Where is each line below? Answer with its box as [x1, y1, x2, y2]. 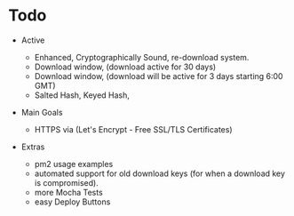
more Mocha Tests [34, 187, 103, 197]
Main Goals [20, 107, 63, 117]
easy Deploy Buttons [34, 196, 111, 207]
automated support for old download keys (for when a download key [34, 168, 286, 179]
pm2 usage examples [34, 158, 114, 169]
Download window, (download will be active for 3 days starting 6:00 [34, 70, 283, 81]
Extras [20, 141, 45, 152]
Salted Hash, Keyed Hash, [34, 90, 131, 100]
